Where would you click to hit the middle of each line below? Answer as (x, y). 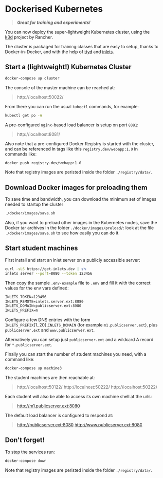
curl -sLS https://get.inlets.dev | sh (45, 269)
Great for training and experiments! (54, 22)
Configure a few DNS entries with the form (48, 320)
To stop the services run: (30, 452)
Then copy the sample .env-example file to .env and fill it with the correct (78, 283)
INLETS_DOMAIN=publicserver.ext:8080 (43, 306)
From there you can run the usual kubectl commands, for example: (72, 106)
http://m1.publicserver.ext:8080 (48, 406)
